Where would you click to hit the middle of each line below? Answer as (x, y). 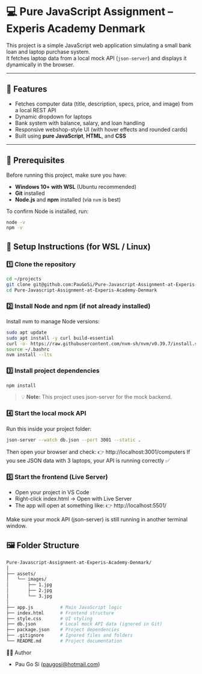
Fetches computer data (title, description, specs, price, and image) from (104, 104)
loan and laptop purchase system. (48, 51)
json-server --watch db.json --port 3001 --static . (74, 440)
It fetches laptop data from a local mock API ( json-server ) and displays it (96, 58)
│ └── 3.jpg (29, 596)
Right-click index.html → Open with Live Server (73, 498)
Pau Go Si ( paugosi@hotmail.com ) (57, 664)
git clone (19, 284)
